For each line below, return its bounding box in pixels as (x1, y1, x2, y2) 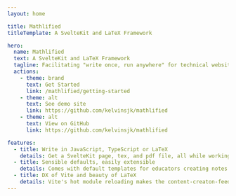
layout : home (7, 10, 46, 17)
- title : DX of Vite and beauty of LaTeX (13, 172, 137, 179)
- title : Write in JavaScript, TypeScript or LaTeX (13, 146, 169, 153)
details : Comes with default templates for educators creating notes (20, 165, 228, 172)
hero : (7, 42, 23, 49)
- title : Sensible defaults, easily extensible (13, 159, 156, 166)
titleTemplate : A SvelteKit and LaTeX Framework (7, 29, 152, 36)
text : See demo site (25, 101, 86, 108)
